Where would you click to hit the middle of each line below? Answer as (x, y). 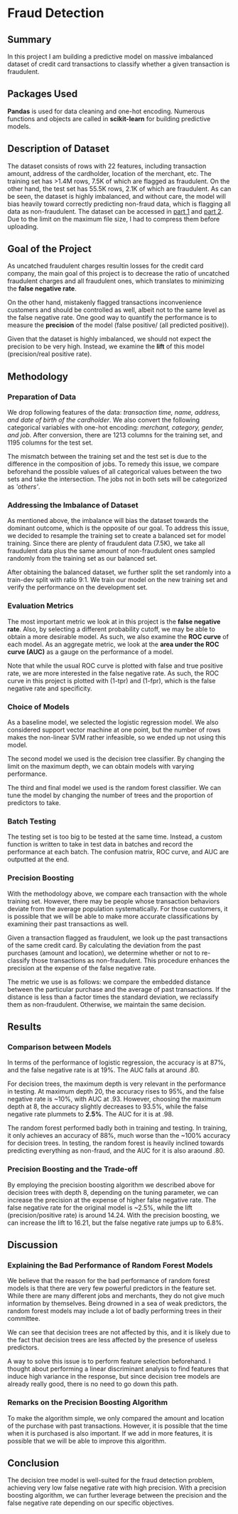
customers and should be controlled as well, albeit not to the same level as (117, 310)
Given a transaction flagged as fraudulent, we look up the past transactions (118, 938)
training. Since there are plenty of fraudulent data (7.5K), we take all (106, 544)
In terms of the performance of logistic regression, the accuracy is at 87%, (117, 1062)
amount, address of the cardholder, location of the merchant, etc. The (109, 173)
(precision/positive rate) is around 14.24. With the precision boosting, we (114, 1215)
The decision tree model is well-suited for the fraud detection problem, (111, 1481)
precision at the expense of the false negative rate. (82, 968)
